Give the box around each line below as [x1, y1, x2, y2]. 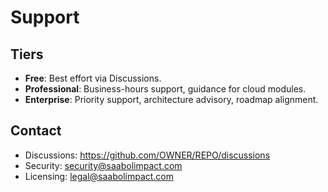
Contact [10, 122, 62, 140]
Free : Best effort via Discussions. [24, 72, 162, 84]
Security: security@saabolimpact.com [24, 159, 183, 171]
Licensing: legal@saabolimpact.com [24, 170, 175, 182]
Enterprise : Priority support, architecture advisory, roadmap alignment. [24, 94, 319, 105]
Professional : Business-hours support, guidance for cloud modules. [24, 83, 307, 95]
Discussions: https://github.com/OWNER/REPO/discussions [24, 149, 271, 161]
